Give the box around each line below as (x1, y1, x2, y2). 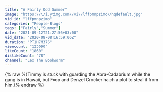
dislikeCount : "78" (5, 53, 46, 58)
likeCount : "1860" (5, 48, 43, 53)
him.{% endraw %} (5, 82, 44, 88)
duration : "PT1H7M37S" (5, 40, 52, 45)
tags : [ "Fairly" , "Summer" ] (5, 26, 61, 31)
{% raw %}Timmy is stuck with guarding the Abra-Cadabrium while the (5, 71, 150, 77)
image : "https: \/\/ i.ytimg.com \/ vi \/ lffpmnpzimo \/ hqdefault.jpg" (5, 12, 143, 17)
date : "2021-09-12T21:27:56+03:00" (5, 30, 79, 35)
